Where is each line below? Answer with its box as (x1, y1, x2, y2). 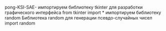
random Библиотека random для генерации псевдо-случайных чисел (4, 15, 152, 20)
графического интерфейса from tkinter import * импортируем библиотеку (4, 9, 161, 15)
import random (4, 20, 35, 26)
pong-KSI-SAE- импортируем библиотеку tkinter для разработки (4, 4, 143, 10)
